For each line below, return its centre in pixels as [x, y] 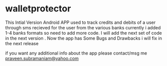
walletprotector [38, 9]
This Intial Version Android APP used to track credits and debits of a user [80, 22]
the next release [22, 43]
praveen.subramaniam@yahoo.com [42, 58]
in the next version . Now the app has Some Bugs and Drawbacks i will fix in [83, 38]
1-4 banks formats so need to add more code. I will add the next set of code [83, 33]
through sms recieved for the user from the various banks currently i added [83, 27]
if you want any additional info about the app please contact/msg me [76, 53]
